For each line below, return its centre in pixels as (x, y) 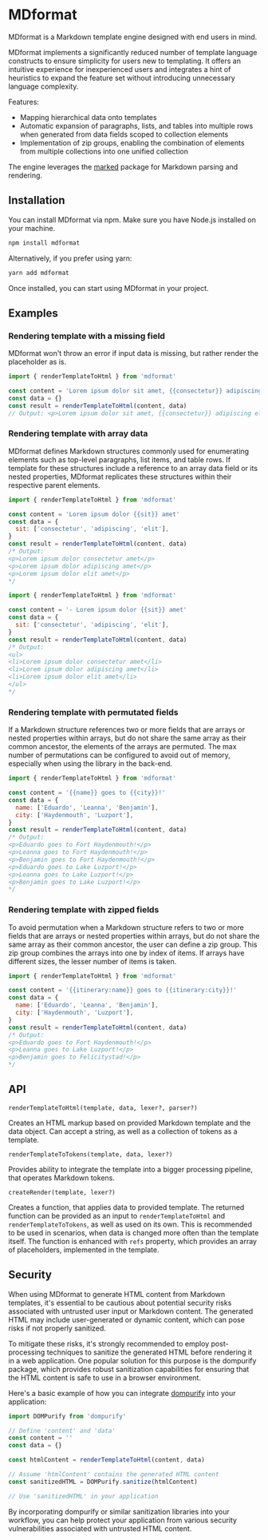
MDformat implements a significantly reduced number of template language (133, 52)
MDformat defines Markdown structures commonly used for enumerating (129, 451)
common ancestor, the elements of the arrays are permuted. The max (122, 747)
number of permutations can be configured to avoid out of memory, (120, 755)
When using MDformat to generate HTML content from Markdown (117, 1294)
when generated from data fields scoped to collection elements (124, 134)
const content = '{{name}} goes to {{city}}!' (87, 793)
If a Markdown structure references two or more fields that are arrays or (127, 730)
